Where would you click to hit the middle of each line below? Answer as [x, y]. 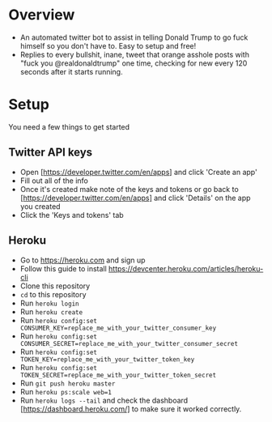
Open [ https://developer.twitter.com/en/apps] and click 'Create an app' [138, 172]
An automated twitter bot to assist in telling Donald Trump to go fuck [134, 37]
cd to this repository [53, 294]
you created [40, 206]
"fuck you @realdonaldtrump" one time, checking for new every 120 [134, 63]
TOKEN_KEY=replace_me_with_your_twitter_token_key [107, 359]
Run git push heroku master [68, 383]
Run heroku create [51, 311]
